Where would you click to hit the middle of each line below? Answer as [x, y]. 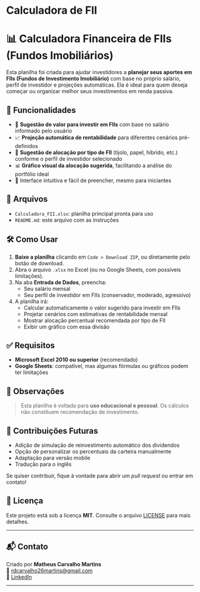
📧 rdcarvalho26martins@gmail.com [50, 570]
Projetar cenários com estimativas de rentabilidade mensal [96, 314]
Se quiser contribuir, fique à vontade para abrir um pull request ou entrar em [100, 476]
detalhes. [18, 522]
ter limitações [32, 372]
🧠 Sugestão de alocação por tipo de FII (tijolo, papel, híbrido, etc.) [96, 152]
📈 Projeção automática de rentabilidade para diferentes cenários [96, 137]
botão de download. [39, 263]
